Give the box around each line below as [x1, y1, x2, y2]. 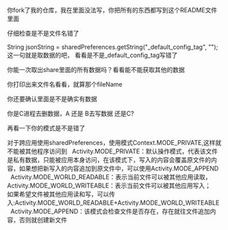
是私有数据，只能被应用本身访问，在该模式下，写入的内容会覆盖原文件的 [7, 156, 211, 163]
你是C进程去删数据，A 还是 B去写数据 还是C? [7, 109, 135, 117]
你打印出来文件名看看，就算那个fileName [7, 80, 123, 88]
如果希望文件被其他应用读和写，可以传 [7, 190, 115, 198]
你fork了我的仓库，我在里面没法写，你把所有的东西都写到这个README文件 [7, 6, 218, 14]
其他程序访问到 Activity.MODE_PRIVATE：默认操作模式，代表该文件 [25, 147, 218, 155]
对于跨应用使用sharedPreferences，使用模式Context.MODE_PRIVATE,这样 [7, 139, 216, 146]
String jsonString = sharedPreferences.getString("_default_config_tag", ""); [7, 43, 218, 51]
